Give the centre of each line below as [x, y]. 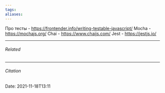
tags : [11, 10]
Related [13, 49]
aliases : [14, 14]
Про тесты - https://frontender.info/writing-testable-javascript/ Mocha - [78, 28]
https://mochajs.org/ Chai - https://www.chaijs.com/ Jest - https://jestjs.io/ [81, 33]
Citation [13, 71]
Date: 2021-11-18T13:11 [28, 86]
